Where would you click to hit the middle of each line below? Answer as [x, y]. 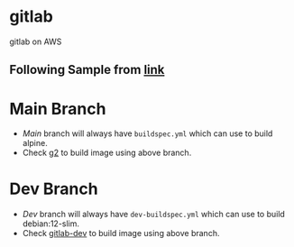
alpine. [35, 143]
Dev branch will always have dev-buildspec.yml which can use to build [154, 215]
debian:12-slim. [51, 224]
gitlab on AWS [36, 41]
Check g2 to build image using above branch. [107, 153]
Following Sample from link [87, 70]
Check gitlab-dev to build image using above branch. [121, 233]
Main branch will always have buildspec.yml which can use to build [147, 133]
